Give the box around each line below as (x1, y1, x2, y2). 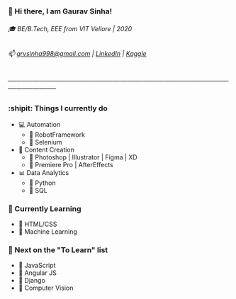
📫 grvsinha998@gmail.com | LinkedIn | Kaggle (8, 50, 147, 58)
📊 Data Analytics (18, 168, 69, 176)
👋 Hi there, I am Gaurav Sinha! (8, 6, 113, 16)
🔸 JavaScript (18, 261, 56, 270)
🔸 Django (18, 276, 45, 285)
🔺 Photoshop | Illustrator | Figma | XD (28, 152, 137, 162)
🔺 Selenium (28, 137, 62, 146)
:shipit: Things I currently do (8, 103, 108, 113)
